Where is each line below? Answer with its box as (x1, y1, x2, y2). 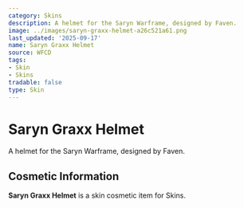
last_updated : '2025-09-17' (8, 33, 102, 42)
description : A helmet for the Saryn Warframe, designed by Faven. (8, 19, 238, 27)
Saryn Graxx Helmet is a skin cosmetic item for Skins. (8, 190, 186, 200)
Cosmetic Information (8, 169, 120, 183)
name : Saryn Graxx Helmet (8, 41, 94, 49)
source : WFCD (8, 49, 52, 57)
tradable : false (8, 78, 62, 86)
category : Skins (8, 11, 62, 20)
